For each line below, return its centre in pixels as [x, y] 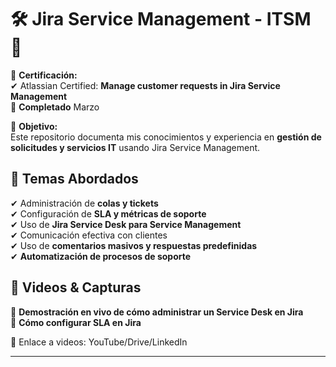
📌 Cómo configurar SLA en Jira [76, 322]
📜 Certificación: [44, 75]
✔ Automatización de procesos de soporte [101, 256]
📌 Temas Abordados [74, 179]
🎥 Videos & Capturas [76, 287]
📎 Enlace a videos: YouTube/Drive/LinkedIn [99, 342]
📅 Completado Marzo [55, 107]
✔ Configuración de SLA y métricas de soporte [108, 213]
